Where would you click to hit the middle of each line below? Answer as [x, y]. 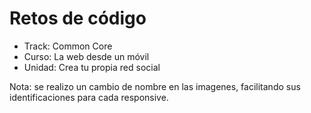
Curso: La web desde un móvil [86, 56]
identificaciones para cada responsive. [89, 97]
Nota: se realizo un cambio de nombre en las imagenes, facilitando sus [155, 86]
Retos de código [78, 18]
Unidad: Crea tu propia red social [92, 67]
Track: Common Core [68, 46]
